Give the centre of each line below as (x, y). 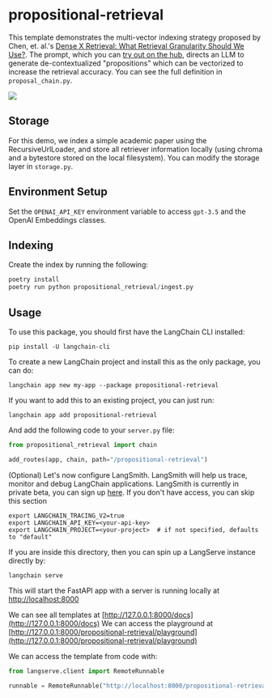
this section (28, 500)
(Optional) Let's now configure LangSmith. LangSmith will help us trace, (128, 475)
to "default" (30, 537)
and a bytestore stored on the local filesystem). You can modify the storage (134, 157)
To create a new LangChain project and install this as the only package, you (134, 361)
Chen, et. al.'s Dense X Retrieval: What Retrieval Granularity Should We (126, 45)
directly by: (27, 560)
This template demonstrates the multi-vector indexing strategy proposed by (135, 37)
